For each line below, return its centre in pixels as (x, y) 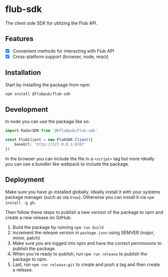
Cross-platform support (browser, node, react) (60, 57)
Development (27, 109)
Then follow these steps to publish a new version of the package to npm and (84, 212)
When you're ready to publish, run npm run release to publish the (80, 253)
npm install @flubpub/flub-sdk (38, 94)
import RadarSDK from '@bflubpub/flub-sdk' (51, 131)
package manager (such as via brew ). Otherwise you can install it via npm (80, 197)
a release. (23, 269)
